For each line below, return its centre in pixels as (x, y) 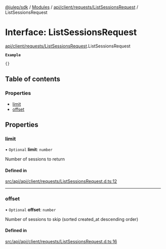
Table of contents (33, 79)
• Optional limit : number (29, 150)
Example (13, 55)
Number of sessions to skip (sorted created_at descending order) (72, 219)
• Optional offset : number (31, 209)
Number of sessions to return (35, 159)
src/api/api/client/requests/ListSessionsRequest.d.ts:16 (61, 241)
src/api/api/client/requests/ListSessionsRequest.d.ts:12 (61, 181)
